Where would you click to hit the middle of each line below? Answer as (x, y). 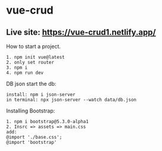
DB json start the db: (31, 84)
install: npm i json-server (41, 95)
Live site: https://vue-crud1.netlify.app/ (81, 32)
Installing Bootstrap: (31, 111)
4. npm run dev (25, 73)
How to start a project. (34, 46)
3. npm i (17, 68)
